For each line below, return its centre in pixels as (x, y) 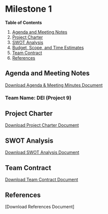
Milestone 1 (28, 9)
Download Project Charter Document (42, 125)
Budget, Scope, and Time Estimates (48, 47)
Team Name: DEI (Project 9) (38, 98)
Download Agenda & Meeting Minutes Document (54, 85)
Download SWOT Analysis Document (42, 152)
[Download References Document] (40, 207)
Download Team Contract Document (42, 180)
